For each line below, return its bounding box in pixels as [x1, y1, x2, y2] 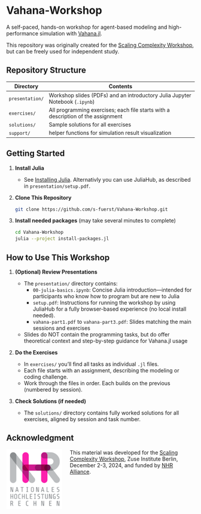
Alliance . [69, 468, 92, 475]
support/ [8, 130, 31, 137]
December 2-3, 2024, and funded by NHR [69, 461, 173, 468]
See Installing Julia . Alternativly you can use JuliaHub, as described [23, 176, 191, 183]
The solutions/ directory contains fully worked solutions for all [23, 409, 179, 416]
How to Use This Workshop [6, 253, 110, 263]
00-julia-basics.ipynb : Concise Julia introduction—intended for [32, 286, 192, 293]
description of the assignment [48, 112, 123, 120]
